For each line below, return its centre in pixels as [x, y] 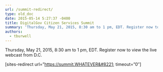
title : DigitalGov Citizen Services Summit [50, 23]
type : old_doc [19, 14]
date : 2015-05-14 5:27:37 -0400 [38, 18]
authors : [14, 32]
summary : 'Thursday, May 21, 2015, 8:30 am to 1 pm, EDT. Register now [79, 27]
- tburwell [20, 36]
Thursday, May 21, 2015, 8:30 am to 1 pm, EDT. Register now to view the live [81, 50]
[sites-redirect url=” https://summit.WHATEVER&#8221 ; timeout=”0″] [73, 64]
